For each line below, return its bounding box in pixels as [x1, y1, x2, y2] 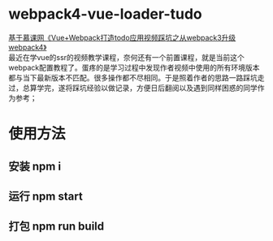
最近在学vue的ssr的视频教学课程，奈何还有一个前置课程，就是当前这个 [8, 52, 245, 62]
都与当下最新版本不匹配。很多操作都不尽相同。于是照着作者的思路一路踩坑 [8, 72, 258, 82]
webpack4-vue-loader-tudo [8, 5, 203, 24]
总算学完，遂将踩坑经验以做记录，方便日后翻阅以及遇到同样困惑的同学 [22, 83, 258, 93]
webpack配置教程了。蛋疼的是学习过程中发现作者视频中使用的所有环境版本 [8, 62, 260, 72]
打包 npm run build [8, 220, 105, 234]
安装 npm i [8, 159, 62, 173]
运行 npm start [8, 189, 83, 203]
